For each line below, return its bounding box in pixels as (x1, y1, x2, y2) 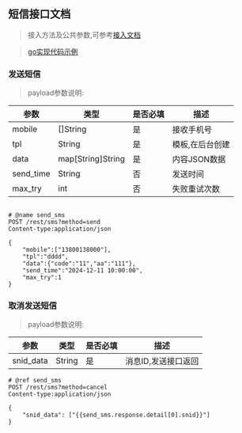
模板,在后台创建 (172, 139, 231, 150)
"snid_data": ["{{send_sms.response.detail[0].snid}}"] (22, 411, 211, 420)
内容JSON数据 (172, 154, 226, 165)
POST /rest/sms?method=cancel (8, 383, 108, 392)
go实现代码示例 (27, 47, 78, 56)
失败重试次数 (172, 184, 220, 195)
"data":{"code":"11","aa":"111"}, (22, 260, 136, 268)
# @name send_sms (8, 211, 66, 219)
